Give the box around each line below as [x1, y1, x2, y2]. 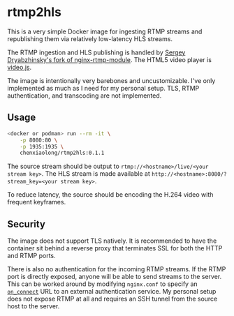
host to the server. [7, 302, 60, 310]
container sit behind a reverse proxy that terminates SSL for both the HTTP [7, 244, 223, 253]
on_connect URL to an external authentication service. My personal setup [7, 287, 217, 296]
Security [7, 218, 45, 230]
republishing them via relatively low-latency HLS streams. [7, 34, 173, 43]
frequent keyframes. [7, 198, 66, 206]
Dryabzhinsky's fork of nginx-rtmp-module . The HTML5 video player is [7, 55, 212, 63]
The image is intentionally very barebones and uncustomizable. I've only [7, 76, 216, 84]
